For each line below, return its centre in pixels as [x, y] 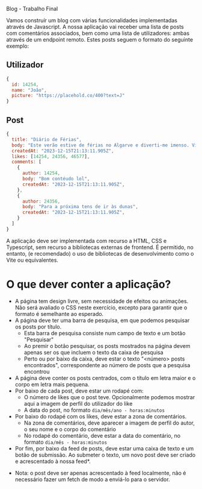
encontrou [37, 371]
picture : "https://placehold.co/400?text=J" [68, 96]
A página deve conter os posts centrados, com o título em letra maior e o [105, 378]
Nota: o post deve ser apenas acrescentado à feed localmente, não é [100, 473]
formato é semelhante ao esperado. [59, 314]
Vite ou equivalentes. [32, 260]
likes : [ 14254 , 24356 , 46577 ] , [51, 156]
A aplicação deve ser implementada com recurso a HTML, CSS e [87, 241]
